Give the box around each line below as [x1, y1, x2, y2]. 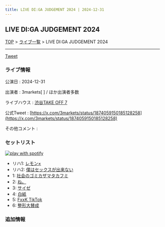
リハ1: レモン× [12, 160, 41, 167]
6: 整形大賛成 [12, 202, 39, 208]
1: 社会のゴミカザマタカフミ [12, 173, 69, 179]
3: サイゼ [12, 185, 31, 191]
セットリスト [5, 139, 36, 146]
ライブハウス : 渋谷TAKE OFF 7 [5, 99, 68, 105]
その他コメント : [5, 126, 38, 131]
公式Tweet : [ [5, 110, 32, 116]
